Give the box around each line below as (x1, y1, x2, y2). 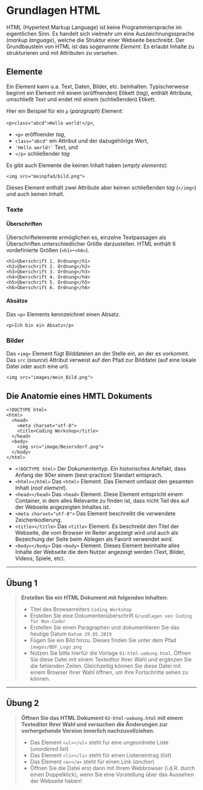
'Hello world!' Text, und (14, 143, 79, 151)
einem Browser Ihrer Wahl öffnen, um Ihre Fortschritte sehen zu (30, 669, 188, 676)
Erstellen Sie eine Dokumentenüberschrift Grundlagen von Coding (30, 612, 192, 619)
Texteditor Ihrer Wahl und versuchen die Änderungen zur (21, 721, 168, 728)
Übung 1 (6, 578, 38, 588)
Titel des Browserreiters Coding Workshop (30, 606, 132, 613)
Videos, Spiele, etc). (14, 555, 65, 562)
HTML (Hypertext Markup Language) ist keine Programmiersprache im (6, 24, 182, 31)
